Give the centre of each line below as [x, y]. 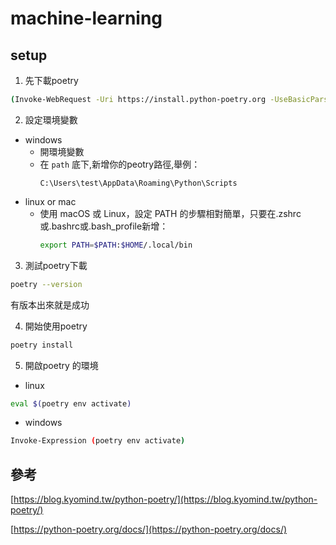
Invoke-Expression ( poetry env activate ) [98, 441]
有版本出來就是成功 [50, 304]
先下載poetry [51, 80]
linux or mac [50, 201]
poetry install [42, 345]
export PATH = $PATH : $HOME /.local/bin [116, 245]
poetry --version [46, 284]
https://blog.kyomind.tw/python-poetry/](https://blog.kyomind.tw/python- [165, 499]
